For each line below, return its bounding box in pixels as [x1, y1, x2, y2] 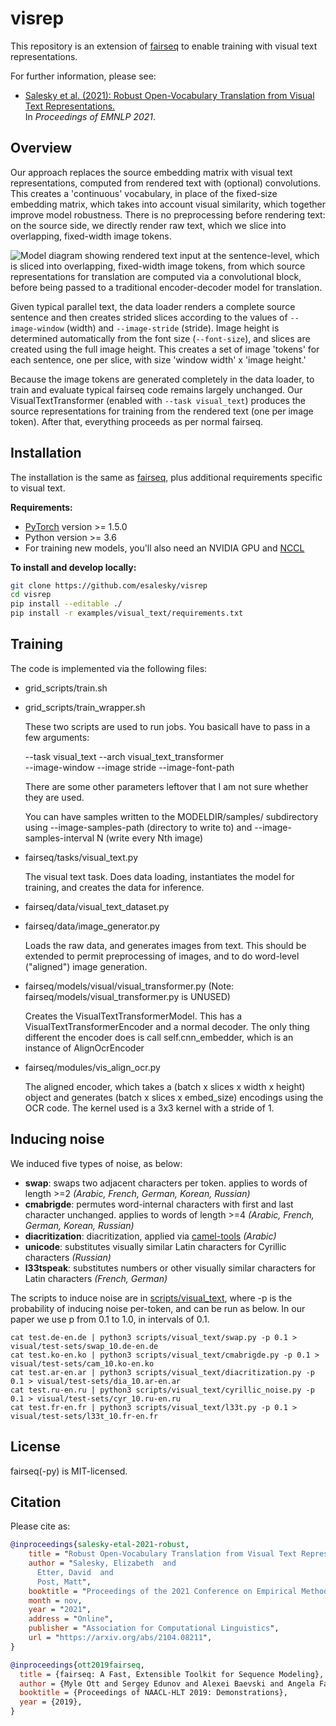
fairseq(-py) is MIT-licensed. [10, 1465, 128, 1477]
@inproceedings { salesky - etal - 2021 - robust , [10, 1540, 190, 1550]
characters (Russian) [24, 1251, 112, 1263]
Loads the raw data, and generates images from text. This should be [24, 939, 307, 951]
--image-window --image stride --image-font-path [24, 761, 235, 773]
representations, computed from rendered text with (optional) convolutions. [10, 177, 322, 189]
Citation [10, 1493, 62, 1511]
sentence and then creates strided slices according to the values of [10, 311, 288, 323]
